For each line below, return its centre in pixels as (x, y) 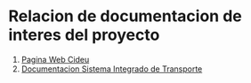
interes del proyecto (84, 35)
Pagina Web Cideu (55, 59)
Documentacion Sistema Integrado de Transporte (112, 69)
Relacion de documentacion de (125, 16)
